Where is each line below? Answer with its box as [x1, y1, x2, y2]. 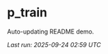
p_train [7, 5, 48, 21]
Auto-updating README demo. [7, 27, 94, 36]
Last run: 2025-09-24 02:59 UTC [7, 40, 101, 49]
